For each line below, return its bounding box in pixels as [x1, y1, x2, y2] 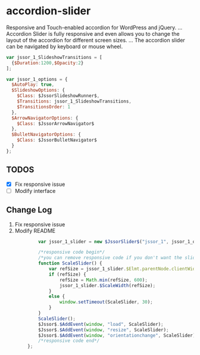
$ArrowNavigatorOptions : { [11, 115, 79, 121]
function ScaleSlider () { [37, 260, 102, 266]
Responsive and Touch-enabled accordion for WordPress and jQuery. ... [6, 24, 183, 31]
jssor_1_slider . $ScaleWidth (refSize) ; [59, 282, 156, 288]
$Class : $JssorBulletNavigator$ [17, 137, 97, 144]
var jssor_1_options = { [6, 76, 68, 82]
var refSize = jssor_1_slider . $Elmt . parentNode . [48, 266, 171, 272]
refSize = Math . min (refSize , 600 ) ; [59, 277, 148, 283]
